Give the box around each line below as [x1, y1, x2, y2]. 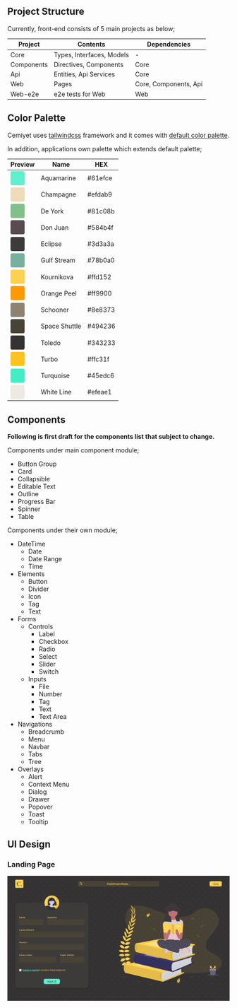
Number [38, 690, 63, 698]
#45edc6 [87, 371, 115, 380]
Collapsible [17, 475, 51, 484]
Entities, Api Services [54, 70, 115, 78]
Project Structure [7, 6, 85, 18]
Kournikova [40, 272, 74, 281]
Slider [38, 660, 56, 669]
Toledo [40, 339, 61, 347]
